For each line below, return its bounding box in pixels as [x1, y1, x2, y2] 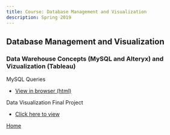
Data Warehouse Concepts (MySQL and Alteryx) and [6, 55, 164, 63]
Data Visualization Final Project [6, 99, 83, 106]
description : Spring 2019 [6, 14, 71, 20]
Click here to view [14, 110, 60, 118]
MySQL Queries [6, 76, 46, 83]
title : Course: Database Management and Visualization [6, 8, 147, 15]
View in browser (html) [14, 88, 72, 95]
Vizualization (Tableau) [6, 62, 76, 70]
